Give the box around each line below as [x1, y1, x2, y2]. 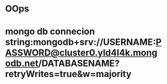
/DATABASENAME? [38, 58, 120, 69]
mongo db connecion [5, 26, 95, 37]
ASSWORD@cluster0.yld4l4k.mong [5, 47, 158, 58]
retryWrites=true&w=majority [5, 68, 132, 80]
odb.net [5, 58, 39, 69]
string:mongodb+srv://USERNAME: [5, 36, 156, 48]
